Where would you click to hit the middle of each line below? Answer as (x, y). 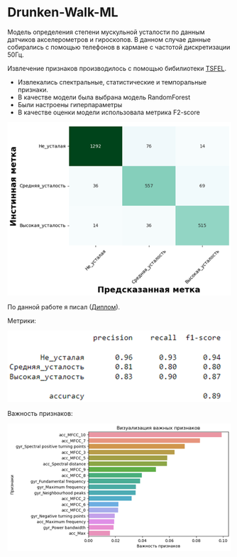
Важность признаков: (40, 414)
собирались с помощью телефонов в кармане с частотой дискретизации (119, 47)
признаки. (33, 89)
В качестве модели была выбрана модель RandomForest (104, 97)
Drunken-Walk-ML (63, 12)
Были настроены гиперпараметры (70, 104)
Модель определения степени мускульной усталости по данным (106, 32)
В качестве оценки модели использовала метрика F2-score (109, 112)
